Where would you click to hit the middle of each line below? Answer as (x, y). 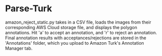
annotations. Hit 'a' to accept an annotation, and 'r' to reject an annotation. (81, 32)
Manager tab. (19, 48)
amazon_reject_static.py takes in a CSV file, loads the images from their (78, 22)
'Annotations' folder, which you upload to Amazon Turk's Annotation (75, 43)
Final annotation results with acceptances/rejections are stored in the (76, 38)
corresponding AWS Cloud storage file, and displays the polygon (71, 27)
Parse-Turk (28, 9)
